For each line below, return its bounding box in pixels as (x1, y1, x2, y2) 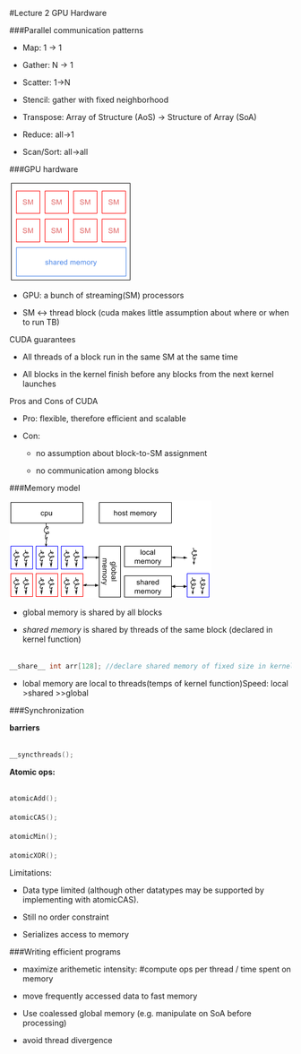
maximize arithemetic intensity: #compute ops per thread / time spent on (21, 963, 291, 974)
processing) (21, 1017, 67, 1028)
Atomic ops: (9, 766, 56, 777)
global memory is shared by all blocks (21, 607, 163, 618)
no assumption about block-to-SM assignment (35, 448, 208, 458)
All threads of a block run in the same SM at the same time (21, 351, 239, 362)
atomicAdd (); (9, 794, 58, 803)
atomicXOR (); (9, 851, 58, 860)
